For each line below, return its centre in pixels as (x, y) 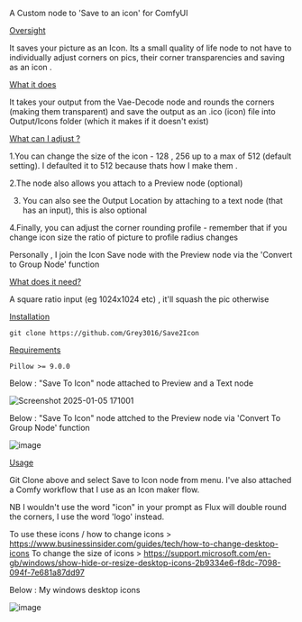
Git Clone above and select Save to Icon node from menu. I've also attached (151, 480)
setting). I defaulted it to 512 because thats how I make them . (124, 165)
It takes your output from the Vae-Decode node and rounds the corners (142, 102)
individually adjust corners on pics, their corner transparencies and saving (147, 57)
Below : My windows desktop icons (75, 590)
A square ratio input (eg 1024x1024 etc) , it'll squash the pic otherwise (139, 299)
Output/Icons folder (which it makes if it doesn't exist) (109, 121)
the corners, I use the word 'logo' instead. (87, 517)
